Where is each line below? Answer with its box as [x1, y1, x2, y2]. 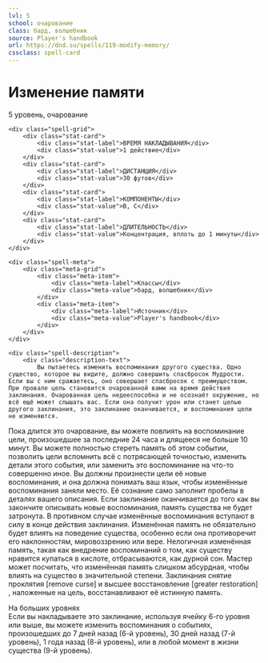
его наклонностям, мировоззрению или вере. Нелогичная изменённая [8, 537, 252, 546]
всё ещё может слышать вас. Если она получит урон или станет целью [8, 397, 242, 406]
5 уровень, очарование [8, 110, 88, 119]
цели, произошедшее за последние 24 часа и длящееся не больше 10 [8, 434, 248, 444]
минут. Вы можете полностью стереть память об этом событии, [8, 443, 229, 453]
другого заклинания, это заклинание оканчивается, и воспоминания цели [8, 405, 252, 413]
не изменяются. [8, 412, 59, 420]
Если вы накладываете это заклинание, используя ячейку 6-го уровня [8, 611, 250, 621]
